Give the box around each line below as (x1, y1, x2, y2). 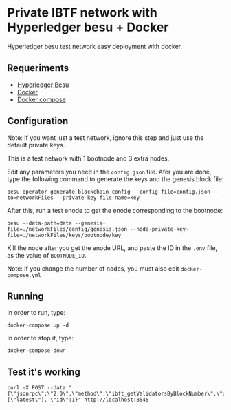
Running (7, 290, 45, 302)
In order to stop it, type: (7, 334, 74, 342)
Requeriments (7, 62, 69, 74)
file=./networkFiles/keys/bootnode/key (7, 232, 122, 238)
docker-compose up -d (7, 322, 69, 329)
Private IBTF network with (7, 5, 158, 21)
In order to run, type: (7, 309, 66, 317)
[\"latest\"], (7, 396, 48, 404)
